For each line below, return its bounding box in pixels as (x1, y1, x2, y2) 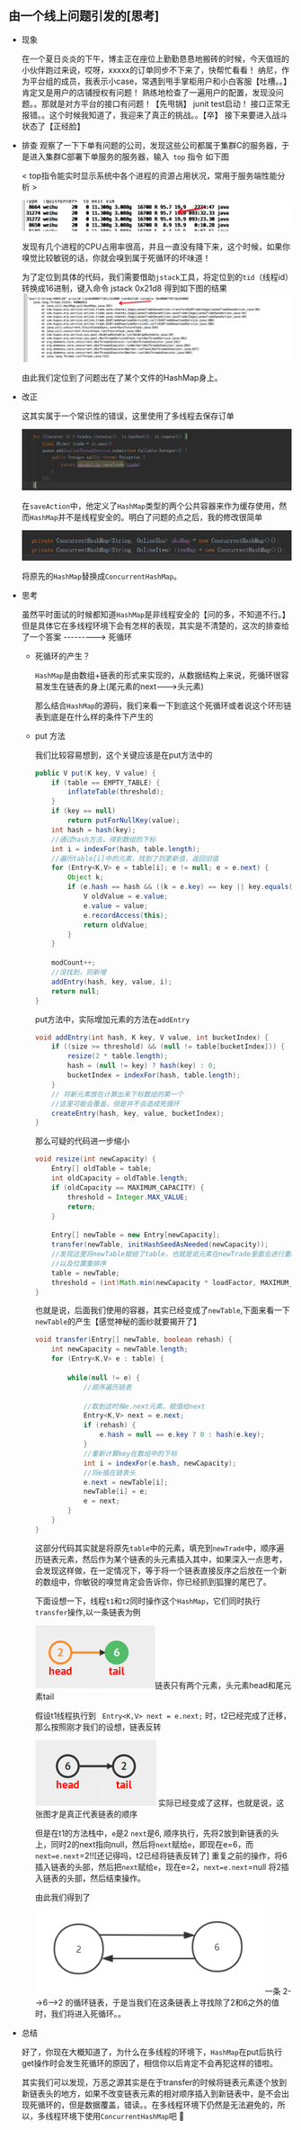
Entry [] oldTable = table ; (51, 1164, 153, 1173)
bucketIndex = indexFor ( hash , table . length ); (66, 1071, 241, 1080)
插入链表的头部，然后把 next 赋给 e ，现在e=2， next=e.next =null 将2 (34, 1861, 282, 1872)
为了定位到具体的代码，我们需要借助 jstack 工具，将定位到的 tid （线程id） (21, 272, 289, 283)
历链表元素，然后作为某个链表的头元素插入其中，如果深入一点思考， (34, 1553, 288, 1564)
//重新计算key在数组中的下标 (83, 1449, 178, 1458)
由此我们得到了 (34, 1892, 91, 1902)
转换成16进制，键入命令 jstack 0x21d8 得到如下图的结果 (21, 283, 227, 294)
